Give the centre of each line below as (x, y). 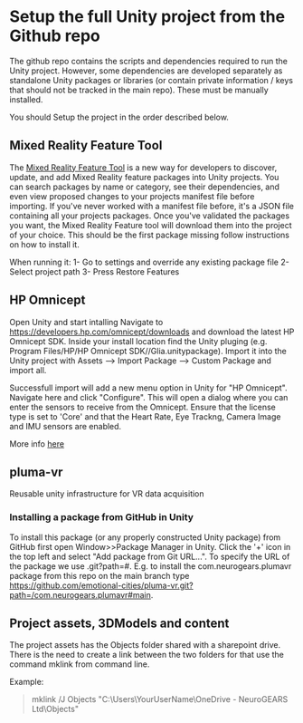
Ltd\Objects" (55, 709)
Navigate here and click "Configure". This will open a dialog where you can (149, 397)
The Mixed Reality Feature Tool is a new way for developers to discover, (143, 167)
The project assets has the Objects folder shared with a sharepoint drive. (145, 645)
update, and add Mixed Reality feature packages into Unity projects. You (144, 177)
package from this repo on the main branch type (99, 575)
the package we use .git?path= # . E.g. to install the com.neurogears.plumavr (151, 566)
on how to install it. (44, 244)
